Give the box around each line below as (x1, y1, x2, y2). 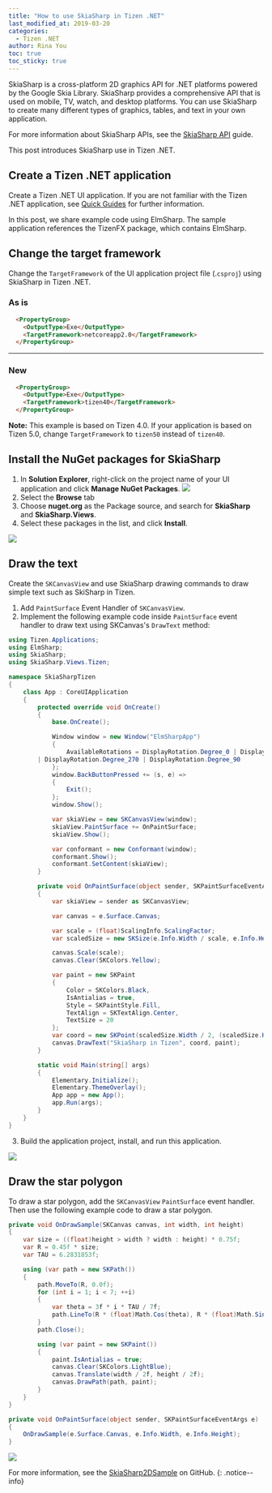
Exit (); (66, 786, 92, 794)
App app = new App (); (51, 1092, 125, 1100)
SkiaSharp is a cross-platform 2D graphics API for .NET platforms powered (8, 79, 257, 89)
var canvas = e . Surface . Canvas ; (51, 912, 161, 920)
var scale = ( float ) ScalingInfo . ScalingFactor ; (51, 926, 216, 935)
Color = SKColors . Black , (66, 986, 151, 994)
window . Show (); (51, 800, 104, 809)
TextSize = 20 (66, 1016, 114, 1024)
